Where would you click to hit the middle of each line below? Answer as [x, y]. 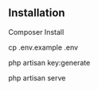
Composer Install [36, 32]
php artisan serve [37, 77]
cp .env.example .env [43, 47]
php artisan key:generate [49, 62]
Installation [37, 13]
